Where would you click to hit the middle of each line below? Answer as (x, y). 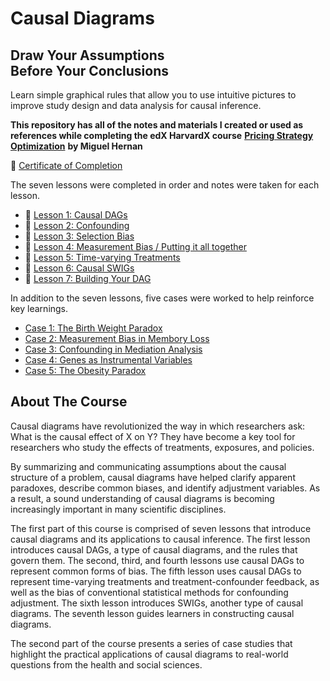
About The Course (69, 402)
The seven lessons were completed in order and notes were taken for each (165, 185)
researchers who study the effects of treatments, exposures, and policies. (162, 447)
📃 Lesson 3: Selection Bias (79, 236)
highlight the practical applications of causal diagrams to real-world (149, 654)
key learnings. (39, 308)
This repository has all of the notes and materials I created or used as (157, 125)
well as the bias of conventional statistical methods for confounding (149, 592)
